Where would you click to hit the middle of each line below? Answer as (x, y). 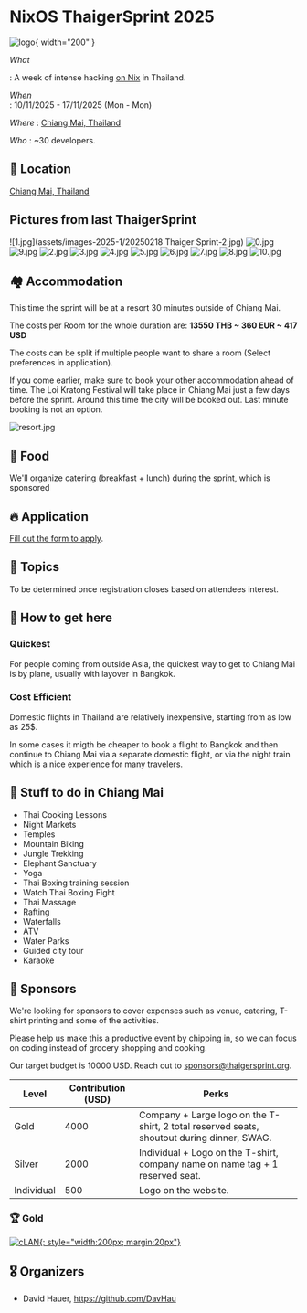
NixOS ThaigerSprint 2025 (112, 17)
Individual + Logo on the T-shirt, (208, 1153)
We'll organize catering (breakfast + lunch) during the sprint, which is (140, 478)
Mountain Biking (53, 843)
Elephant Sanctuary (60, 863)
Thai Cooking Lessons (65, 814)
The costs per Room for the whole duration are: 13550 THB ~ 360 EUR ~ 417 (153, 325)
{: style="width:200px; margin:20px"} (110, 1242)
